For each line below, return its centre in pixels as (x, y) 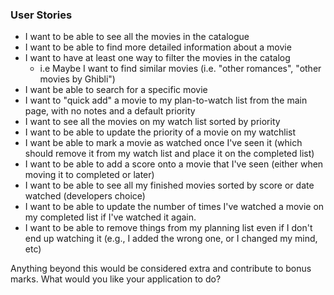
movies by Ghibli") (77, 79)
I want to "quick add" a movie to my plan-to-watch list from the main (166, 100)
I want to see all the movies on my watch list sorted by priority (152, 122)
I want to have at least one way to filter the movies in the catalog (157, 58)
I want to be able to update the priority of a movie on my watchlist (160, 132)
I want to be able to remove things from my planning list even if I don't (168, 228)
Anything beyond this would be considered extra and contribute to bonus (161, 269)
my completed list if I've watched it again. (110, 217)
